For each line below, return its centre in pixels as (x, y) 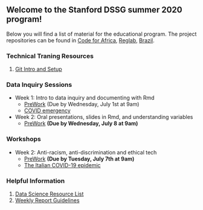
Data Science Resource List (49, 194)
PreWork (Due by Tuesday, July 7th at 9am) (79, 159)
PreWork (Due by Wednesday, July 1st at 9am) (82, 104)
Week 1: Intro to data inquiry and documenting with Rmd (85, 98)
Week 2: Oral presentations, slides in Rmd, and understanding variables (104, 117)
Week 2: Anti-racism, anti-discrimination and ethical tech (86, 152)
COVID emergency (47, 110)
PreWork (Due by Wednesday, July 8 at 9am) (81, 124)
